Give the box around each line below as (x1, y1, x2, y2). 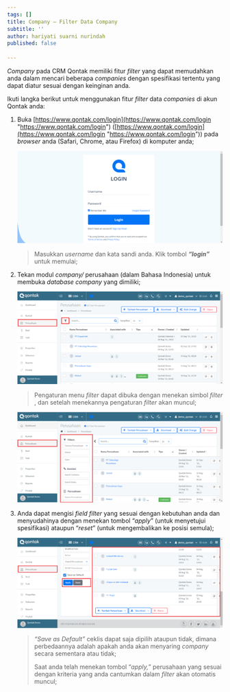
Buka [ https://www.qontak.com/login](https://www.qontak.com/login (16, 115, 212, 123)
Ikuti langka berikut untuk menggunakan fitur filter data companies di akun (7, 95, 218, 103)
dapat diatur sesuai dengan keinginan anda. (7, 82, 131, 89)
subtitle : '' (7, 25, 44, 32)
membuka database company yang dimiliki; (16, 278, 141, 286)
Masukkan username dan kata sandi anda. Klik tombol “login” (34, 250, 210, 259)
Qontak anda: (7, 102, 46, 110)
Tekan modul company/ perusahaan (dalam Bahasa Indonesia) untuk (16, 271, 211, 279)
